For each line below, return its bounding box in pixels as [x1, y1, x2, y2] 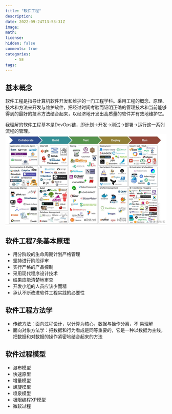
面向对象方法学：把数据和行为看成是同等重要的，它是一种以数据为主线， [12, 327, 165, 333]
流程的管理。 [5, 128, 32, 134]
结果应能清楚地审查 [12, 277, 54, 283]
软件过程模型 [5, 350, 46, 359]
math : [5, 30, 17, 35]
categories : [5, 51, 31, 56]
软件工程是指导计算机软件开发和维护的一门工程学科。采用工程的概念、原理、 [5, 98, 167, 104]
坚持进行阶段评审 [12, 257, 49, 264]
